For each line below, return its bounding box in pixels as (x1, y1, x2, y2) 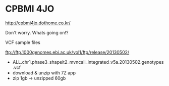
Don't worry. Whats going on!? (5, 29, 69, 35)
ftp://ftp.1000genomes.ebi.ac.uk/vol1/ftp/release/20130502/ (5, 49, 130, 55)
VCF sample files (5, 39, 40, 46)
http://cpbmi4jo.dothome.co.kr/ (5, 20, 71, 26)
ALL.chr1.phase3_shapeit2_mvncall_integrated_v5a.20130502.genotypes (12, 59, 164, 65)
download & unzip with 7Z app (12, 69, 76, 76)
